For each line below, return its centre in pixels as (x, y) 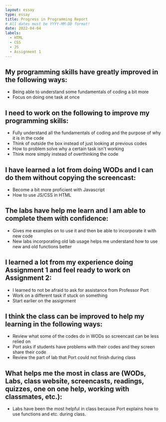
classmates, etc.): (34, 397)
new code (23, 236)
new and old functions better (42, 246)
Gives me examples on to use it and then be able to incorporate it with (84, 230)
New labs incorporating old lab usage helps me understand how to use (85, 241)
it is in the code (28, 138)
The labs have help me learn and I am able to (76, 211)
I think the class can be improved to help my (75, 316)
